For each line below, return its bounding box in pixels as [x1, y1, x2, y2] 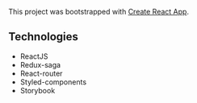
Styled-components [19, 76, 87, 87]
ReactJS [19, 51, 48, 61]
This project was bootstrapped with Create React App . [8, 7, 190, 16]
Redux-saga [19, 60, 61, 69]
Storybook [19, 85, 56, 95]
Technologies [8, 30, 79, 43]
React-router [19, 68, 63, 78]
